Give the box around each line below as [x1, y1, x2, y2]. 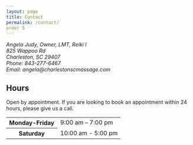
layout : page [6, 8, 38, 15]
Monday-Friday [9, 119, 55, 127]
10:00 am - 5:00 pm [60, 129, 118, 137]
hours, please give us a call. [6, 105, 74, 112]
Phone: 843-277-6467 [6, 60, 61, 67]
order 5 [6, 25, 25, 31]
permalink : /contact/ [6, 19, 60, 25]
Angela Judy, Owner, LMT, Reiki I [6, 41, 87, 48]
